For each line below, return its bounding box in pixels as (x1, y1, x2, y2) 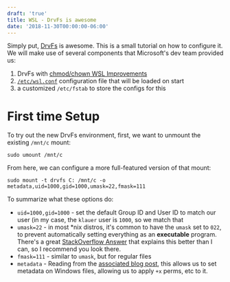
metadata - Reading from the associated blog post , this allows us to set (16, 259, 217, 268)
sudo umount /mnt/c (7, 152, 63, 159)
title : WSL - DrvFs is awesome (7, 17, 97, 23)
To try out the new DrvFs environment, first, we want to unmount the (7, 131, 201, 140)
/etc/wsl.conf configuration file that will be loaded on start (16, 77, 184, 85)
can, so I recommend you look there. (16, 245, 122, 253)
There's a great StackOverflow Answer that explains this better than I (16, 238, 213, 246)
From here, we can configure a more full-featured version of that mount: (7, 164, 211, 172)
